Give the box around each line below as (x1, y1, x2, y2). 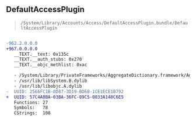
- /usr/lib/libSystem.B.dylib (13, 78, 87, 84)
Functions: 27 (13, 99, 48, 105)
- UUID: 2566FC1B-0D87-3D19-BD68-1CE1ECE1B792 (6, 88, 124, 95)
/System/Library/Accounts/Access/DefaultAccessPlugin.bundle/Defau (20, 20, 188, 26)
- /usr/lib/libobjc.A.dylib (13, 83, 82, 89)
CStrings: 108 (13, 110, 51, 116)
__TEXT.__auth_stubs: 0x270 (13, 56, 82, 63)
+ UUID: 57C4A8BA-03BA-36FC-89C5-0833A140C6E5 (6, 94, 124, 100)
